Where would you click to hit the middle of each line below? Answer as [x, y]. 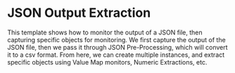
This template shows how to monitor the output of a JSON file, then [105, 32]
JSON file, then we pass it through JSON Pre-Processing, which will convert [118, 47]
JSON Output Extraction [79, 13]
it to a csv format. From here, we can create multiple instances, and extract [116, 55]
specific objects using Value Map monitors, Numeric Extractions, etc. [107, 62]
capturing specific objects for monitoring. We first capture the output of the [117, 39]
